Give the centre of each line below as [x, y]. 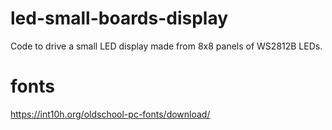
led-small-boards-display [119, 18]
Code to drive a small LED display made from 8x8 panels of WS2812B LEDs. [166, 46]
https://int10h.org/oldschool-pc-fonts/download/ [110, 114]
